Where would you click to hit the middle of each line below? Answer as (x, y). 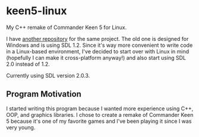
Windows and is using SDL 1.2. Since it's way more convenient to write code (99, 45)
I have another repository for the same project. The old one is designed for (97, 39)
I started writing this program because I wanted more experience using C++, (100, 109)
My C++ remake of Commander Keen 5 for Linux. (67, 27)
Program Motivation (44, 94)
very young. (21, 127)
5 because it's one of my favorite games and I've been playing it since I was (99, 121)
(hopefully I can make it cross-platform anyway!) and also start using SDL (96, 58)
